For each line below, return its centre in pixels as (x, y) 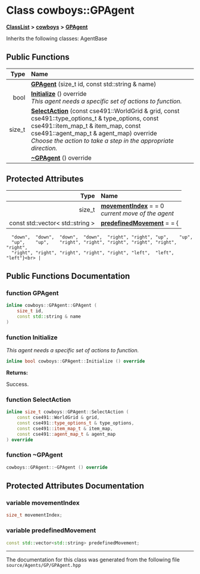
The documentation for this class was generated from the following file (93, 560)
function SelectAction (39, 399)
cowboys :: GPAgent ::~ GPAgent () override (57, 467)
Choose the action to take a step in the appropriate (102, 141)
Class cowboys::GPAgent (71, 10)
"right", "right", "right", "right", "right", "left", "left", (93, 253)
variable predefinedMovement (51, 530)
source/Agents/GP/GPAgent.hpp (44, 566)
